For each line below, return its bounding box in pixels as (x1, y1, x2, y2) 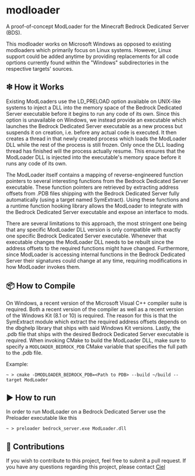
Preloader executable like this (6, 415, 77, 422)
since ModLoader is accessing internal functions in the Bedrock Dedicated (6, 251, 186, 258)
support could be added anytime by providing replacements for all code (6, 53, 179, 60)
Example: (6, 360, 29, 367)
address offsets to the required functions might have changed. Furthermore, (6, 244, 190, 251)
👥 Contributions (6, 441, 65, 451)
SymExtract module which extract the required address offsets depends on (6, 318, 187, 325)
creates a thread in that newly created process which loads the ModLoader (6, 135, 187, 142)
